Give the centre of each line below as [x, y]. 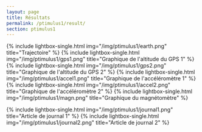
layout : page [23, 12]
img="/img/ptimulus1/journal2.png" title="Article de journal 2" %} [88, 123]
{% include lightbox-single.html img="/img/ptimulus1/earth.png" [87, 46]
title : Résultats [28, 18]
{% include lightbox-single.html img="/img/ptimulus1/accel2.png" [89, 85]
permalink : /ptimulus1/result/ [46, 23]
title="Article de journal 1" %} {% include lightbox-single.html [83, 116]
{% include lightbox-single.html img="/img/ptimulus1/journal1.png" [90, 109]
